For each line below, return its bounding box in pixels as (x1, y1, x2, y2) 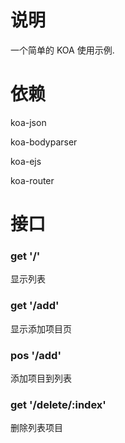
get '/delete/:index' (10, 397, 107, 411)
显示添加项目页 (10, 322, 72, 335)
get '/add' (10, 299, 60, 313)
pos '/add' (10, 348, 62, 362)
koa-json (10, 116, 47, 128)
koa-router (10, 174, 55, 186)
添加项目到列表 (10, 372, 72, 384)
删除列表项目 (10, 422, 63, 434)
